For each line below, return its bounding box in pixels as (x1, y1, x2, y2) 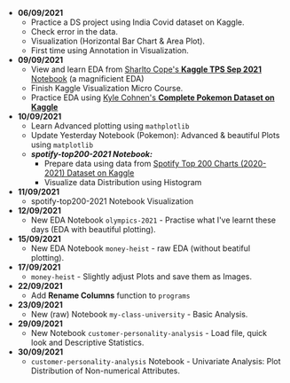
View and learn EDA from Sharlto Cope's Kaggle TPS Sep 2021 (30, 64, 262, 74)
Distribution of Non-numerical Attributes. (30, 365, 180, 376)
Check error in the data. (30, 27, 118, 36)
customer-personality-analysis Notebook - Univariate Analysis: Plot (30, 356, 281, 366)
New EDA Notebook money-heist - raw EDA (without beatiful (30, 243, 251, 254)
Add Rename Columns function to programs (30, 290, 191, 301)
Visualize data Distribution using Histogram (43, 177, 202, 187)
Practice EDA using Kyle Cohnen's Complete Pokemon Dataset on (30, 92, 275, 103)
